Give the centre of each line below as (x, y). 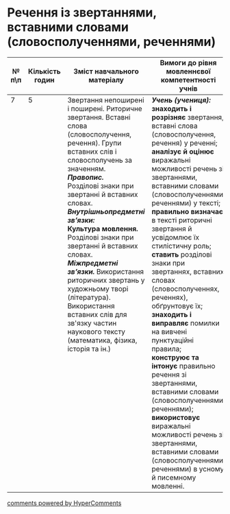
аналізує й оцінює (183, 151)
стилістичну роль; (181, 246)
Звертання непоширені (106, 100)
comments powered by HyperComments (64, 503)
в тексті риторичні (182, 220)
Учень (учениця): (181, 100)
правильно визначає (188, 211)
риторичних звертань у (106, 280)
